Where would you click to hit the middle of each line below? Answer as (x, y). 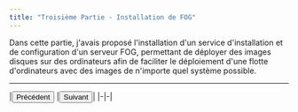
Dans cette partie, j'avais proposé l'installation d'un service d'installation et (146, 42)
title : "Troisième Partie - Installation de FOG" (103, 17)
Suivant (76, 97)
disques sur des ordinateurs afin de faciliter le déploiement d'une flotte (139, 61)
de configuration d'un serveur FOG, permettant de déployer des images (141, 52)
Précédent (33, 97)
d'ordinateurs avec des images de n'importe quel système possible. (133, 71)
